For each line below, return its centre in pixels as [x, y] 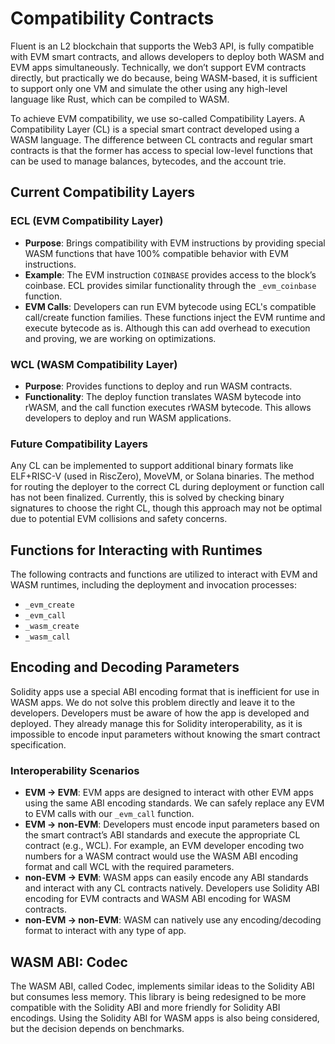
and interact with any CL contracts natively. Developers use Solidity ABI [172, 888]
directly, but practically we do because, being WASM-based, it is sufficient [164, 78]
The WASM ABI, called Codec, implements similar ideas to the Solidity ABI [162, 986]
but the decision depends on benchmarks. [97, 1028]
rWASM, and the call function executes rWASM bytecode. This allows [168, 407]
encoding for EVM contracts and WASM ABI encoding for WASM [158, 899]
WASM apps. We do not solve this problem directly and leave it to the [153, 702]
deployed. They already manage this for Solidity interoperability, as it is [156, 723]
